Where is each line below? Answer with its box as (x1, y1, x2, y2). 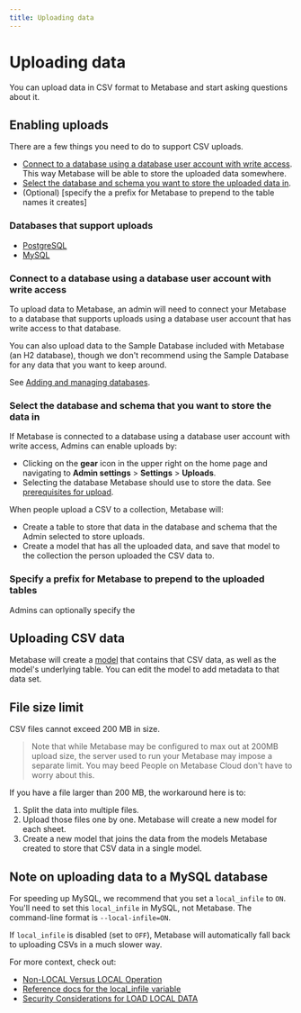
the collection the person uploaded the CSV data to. (22, 550, 216, 561)
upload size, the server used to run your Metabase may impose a (31, 751, 272, 762)
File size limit (9, 700, 84, 715)
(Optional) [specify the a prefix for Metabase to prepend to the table (22, 187, 275, 198)
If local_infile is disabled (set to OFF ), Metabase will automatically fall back (9, 929, 291, 940)
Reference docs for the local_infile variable (22, 983, 181, 994)
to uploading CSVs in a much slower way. (9, 939, 163, 950)
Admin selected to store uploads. (22, 531, 146, 542)
